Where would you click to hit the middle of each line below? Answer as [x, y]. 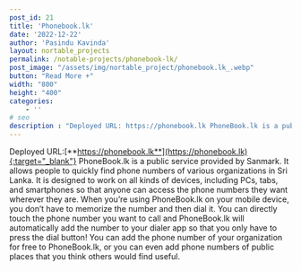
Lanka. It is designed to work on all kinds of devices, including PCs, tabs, [144, 180]
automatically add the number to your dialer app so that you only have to [143, 228]
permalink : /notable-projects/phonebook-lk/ [94, 59]
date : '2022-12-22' [46, 34]
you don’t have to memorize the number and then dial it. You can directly [143, 209]
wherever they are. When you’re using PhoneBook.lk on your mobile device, [149, 199]
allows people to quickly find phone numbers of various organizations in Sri [149, 170]
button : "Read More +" [52, 76]
